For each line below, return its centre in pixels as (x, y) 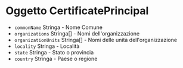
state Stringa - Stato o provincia (54, 52)
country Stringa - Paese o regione (56, 59)
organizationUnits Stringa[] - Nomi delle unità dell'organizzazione (95, 40)
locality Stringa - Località (47, 46)
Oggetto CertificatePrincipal (77, 11)
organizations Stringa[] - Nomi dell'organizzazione (77, 33)
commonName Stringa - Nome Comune (58, 27)
